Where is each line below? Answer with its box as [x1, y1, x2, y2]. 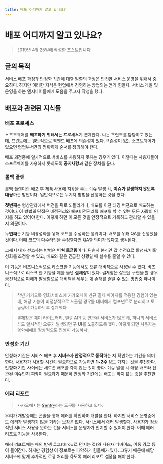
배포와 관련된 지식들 [5, 104, 61, 112]
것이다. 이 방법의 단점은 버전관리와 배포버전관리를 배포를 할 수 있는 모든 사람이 [5, 208, 153, 214]
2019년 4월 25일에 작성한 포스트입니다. [17, 47, 92, 53]
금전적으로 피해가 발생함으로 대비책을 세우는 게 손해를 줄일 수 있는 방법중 [5, 276, 143, 282]
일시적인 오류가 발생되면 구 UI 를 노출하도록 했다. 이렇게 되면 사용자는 [26, 321, 157, 327]
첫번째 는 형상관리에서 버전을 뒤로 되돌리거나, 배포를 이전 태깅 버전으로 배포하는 [5, 202, 155, 208]
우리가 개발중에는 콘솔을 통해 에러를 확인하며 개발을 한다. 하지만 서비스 [5, 412, 139, 418]
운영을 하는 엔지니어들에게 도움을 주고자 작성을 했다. [5, 88, 104, 94]
